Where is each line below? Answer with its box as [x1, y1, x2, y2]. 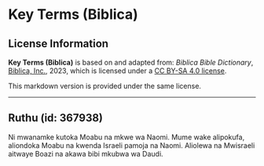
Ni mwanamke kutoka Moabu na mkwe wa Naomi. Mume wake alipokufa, [8, 132, 245, 142]
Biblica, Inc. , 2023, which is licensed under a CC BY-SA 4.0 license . [8, 66, 227, 76]
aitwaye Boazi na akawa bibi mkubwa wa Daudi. [8, 149, 163, 158]
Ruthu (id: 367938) [8, 112, 104, 125]
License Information [8, 37, 108, 50]
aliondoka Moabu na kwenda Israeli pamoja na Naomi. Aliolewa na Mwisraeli [8, 140, 255, 150]
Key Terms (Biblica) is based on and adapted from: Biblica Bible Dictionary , [8, 57, 254, 67]
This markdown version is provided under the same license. [8, 81, 202, 90]
